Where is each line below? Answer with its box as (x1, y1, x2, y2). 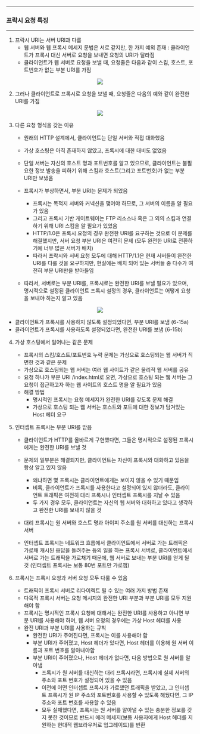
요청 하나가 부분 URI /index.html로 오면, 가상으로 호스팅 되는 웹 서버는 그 (23, 374, 193, 381)
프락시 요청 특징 (6, 16, 49, 24)
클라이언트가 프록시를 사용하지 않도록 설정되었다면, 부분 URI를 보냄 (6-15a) (14, 319, 189, 326)
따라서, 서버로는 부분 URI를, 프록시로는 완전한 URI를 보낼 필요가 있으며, (23, 280, 189, 287)
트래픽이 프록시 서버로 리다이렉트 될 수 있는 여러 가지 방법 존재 (23, 587, 168, 594)
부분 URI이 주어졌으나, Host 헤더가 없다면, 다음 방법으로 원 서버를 (32, 654, 185, 661)
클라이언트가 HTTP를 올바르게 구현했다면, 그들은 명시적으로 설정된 (23, 436, 178, 443)
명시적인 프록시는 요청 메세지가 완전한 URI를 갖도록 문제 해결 (32, 396, 174, 403)
